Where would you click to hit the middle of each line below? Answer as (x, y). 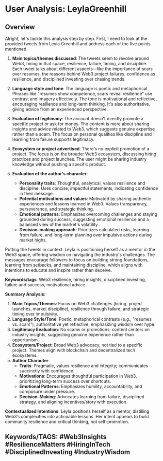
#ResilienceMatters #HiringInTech (58, 445)
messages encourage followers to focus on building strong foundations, (77, 260)
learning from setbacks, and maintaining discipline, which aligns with (74, 265)
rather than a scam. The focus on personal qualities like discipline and (82, 134)
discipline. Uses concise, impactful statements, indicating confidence (89, 188)
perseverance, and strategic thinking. (57, 209)
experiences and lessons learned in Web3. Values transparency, (83, 204)
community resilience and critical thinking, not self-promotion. (67, 422)
